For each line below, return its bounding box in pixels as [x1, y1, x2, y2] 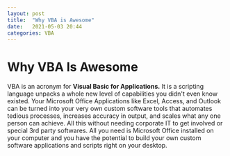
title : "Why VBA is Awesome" [7, 17, 95, 24]
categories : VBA [7, 29, 54, 37]
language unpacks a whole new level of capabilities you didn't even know [7, 89, 217, 98]
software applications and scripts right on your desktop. [7, 141, 168, 150]
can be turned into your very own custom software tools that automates [7, 105, 213, 113]
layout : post [7, 10, 45, 17]
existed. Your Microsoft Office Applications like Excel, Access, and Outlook [7, 97, 221, 105]
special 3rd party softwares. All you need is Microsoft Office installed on [7, 126, 214, 135]
